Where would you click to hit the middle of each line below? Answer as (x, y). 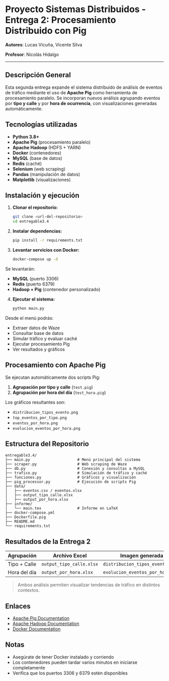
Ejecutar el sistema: (34, 299)
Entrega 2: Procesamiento (61, 20)
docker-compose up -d (35, 259)
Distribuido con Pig (46, 31)
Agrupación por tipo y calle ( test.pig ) (53, 387)
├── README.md (20, 522)
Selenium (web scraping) (39, 169)
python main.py (28, 308)
